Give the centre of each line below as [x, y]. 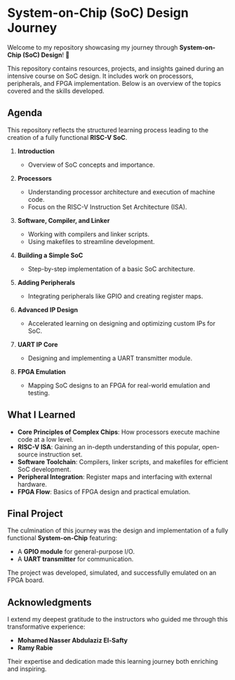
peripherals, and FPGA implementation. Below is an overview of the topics [114, 83]
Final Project [35, 514]
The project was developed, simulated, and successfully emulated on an [112, 573]
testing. [39, 392]
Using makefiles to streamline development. [91, 241]
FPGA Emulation [42, 371]
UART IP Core [38, 344]
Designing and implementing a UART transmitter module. [110, 358]
